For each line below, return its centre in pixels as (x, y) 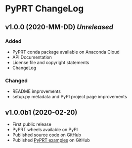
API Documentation (32, 57)
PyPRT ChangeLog (44, 9)
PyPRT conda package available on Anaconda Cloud (66, 52)
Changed (17, 80)
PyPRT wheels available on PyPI (45, 129)
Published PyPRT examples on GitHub (51, 140)
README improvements (36, 91)
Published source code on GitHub (47, 135)
